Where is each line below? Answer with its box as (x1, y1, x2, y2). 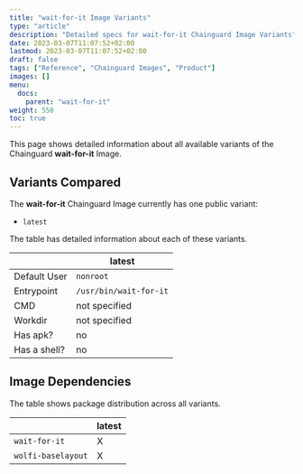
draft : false (9, 55, 59, 64)
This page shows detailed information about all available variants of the (9, 139, 274, 150)
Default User (14, 270, 68, 283)
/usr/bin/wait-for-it (76, 285, 170, 296)
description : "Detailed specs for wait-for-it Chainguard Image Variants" (9, 30, 297, 39)
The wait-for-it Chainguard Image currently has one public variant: (9, 198, 259, 209)
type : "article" (9, 22, 70, 31)
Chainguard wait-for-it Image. (9, 148, 122, 159)
